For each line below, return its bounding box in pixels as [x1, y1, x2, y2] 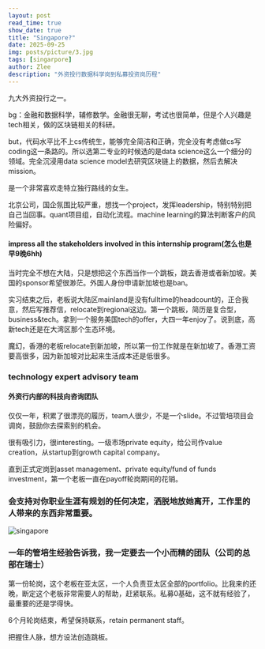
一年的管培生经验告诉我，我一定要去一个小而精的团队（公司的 [8, 547, 243, 558]
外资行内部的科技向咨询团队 [8, 392, 99, 402]
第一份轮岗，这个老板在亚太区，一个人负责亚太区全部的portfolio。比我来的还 [8, 579, 257, 588]
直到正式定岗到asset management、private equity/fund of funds [8, 464, 217, 474]
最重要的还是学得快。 [8, 598, 77, 608]
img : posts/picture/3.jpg [8, 48, 93, 56]
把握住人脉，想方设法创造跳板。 [8, 632, 112, 641]
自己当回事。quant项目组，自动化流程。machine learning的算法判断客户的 [8, 209, 249, 219]
